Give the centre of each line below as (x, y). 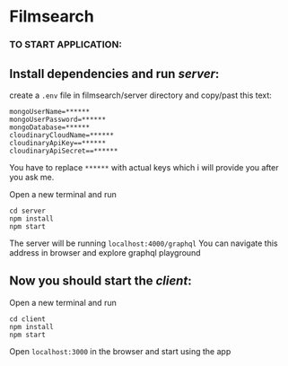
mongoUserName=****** (50, 111)
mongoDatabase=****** (50, 127)
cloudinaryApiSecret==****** (64, 151)
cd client (28, 319)
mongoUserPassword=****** (57, 119)
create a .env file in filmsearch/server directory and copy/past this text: (140, 95)
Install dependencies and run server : (114, 74)
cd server (28, 211)
